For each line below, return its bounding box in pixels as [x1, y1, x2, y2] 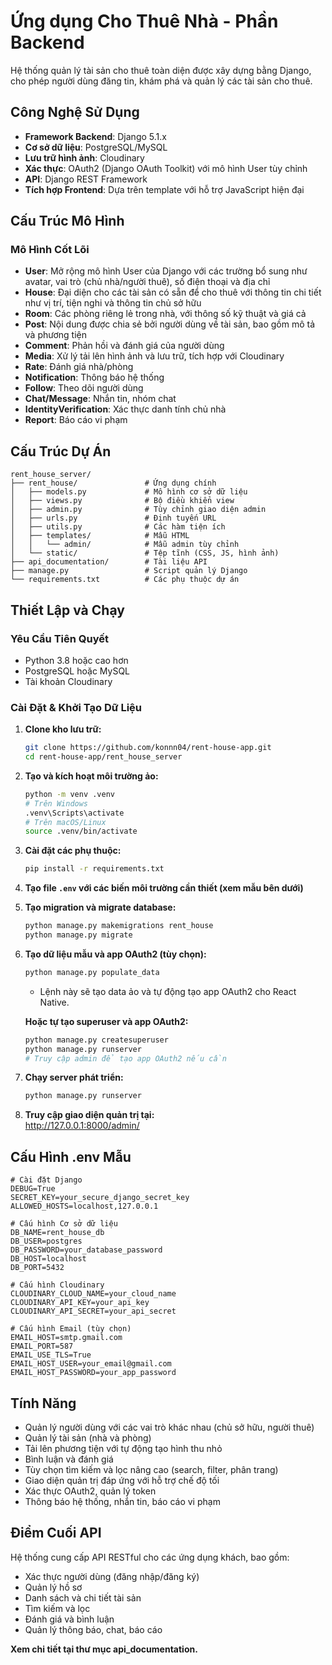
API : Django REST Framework [24, 173, 148, 185]
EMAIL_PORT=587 [10, 1341, 74, 1352]
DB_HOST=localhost [10, 1254, 87, 1264]
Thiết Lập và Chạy [10, 601, 125, 619]
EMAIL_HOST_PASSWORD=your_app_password [10, 1368, 177, 1378]
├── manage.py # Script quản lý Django [10, 566, 248, 576]
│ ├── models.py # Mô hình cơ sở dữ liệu [10, 487, 248, 497]
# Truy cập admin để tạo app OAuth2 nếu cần [24, 1053, 227, 1064]
